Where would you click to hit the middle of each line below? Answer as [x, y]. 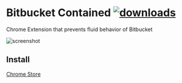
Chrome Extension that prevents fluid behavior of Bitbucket [80, 29]
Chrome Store [23, 74]
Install [18, 60]
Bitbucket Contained [59, 13]
